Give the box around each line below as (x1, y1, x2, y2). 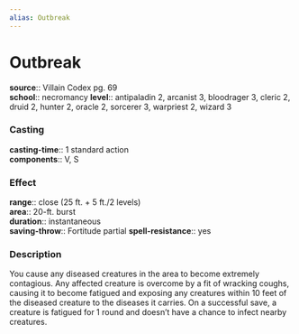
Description (9, 248, 62, 261)
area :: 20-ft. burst (9, 207, 77, 218)
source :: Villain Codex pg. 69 (9, 82, 118, 93)
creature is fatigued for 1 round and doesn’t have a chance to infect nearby (9, 307, 287, 318)
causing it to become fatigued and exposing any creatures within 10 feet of (9, 288, 287, 299)
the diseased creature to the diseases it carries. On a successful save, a (9, 297, 277, 308)
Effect (9, 176, 37, 189)
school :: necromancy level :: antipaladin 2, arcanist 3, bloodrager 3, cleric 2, (9, 91, 291, 102)
